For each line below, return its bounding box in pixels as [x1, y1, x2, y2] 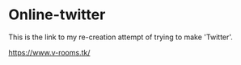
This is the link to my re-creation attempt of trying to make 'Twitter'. [8, 32, 233, 42]
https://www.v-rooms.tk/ [8, 47, 91, 57]
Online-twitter [8, 6, 106, 24]
